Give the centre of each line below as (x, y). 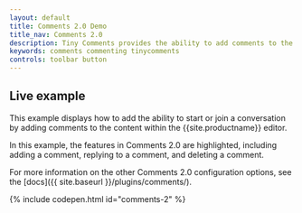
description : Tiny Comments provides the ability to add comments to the (151, 43)
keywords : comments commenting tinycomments (94, 51)
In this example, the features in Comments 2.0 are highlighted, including (143, 144)
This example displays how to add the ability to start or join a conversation (148, 117)
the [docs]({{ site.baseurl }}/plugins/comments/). (101, 181)
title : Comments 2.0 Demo (58, 26)
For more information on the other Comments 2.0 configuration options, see (151, 171)
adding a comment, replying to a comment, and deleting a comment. (137, 154)
